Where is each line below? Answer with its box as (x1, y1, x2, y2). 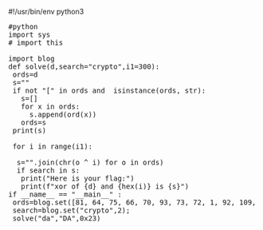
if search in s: (16, 166, 80, 175)
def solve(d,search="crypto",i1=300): (8, 62, 160, 71)
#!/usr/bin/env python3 (8, 7, 84, 16)
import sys (8, 30, 51, 39)
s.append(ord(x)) (29, 110, 97, 119)
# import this (8, 38, 64, 47)
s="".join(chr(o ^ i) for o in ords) (16, 158, 164, 167)
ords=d (12, 70, 38, 79)
